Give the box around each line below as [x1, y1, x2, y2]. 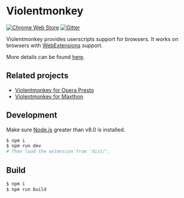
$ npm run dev [6, 143, 42, 149]
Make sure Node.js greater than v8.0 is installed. [6, 126, 125, 133]
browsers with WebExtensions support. [6, 42, 103, 49]
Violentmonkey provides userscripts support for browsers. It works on [6, 35, 179, 42]
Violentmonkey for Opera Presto [14, 86, 94, 94]
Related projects [6, 70, 69, 81]
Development [6, 110, 58, 120]
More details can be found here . [6, 53, 85, 60]
